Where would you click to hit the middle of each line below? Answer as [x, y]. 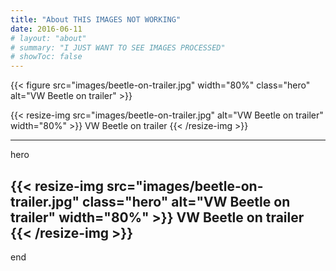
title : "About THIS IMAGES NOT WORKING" [96, 19]
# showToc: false [46, 57]
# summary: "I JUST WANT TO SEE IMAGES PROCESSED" [118, 47]
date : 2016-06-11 [46, 29]
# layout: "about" [48, 38]
